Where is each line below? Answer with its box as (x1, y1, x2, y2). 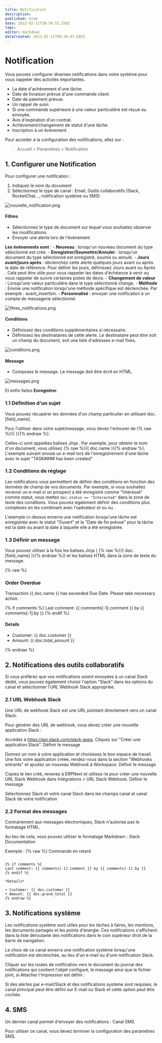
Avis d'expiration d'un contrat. (12, 117, 73, 123)
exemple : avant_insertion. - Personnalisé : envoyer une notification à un (5, 290, 150, 296)
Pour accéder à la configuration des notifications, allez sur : (5, 137, 124, 143)
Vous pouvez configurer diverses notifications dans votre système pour (5, 71, 147, 77)
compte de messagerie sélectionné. (5, 295, 76, 302)
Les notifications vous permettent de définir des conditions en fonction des (5, 479, 155, 485)
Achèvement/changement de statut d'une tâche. (12, 122, 109, 128)
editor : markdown (5, 30, 40, 35)
